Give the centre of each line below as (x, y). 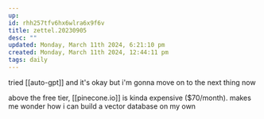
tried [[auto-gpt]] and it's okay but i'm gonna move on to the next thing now (132, 82)
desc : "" (23, 38)
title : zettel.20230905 (48, 30)
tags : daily (28, 60)
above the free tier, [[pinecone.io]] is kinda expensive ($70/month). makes (130, 98)
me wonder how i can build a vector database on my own (102, 106)
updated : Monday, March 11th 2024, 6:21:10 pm (87, 45)
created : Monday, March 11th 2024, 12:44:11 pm (89, 52)
